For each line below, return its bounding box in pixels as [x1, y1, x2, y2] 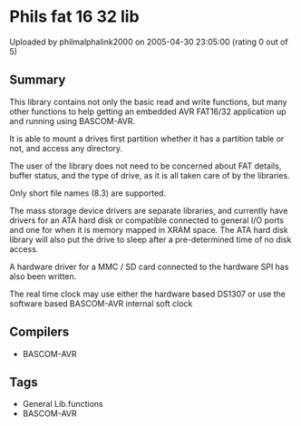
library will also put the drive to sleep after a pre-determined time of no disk [9, 234, 292, 245]
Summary [9, 73, 66, 88]
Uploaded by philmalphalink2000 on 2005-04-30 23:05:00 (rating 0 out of [9, 36, 288, 47]
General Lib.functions [22, 399, 103, 410]
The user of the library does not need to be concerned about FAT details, [9, 160, 282, 171]
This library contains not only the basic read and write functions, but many [9, 96, 287, 107]
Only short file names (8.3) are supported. [9, 188, 166, 198]
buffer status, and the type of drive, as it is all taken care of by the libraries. [9, 169, 290, 180]
